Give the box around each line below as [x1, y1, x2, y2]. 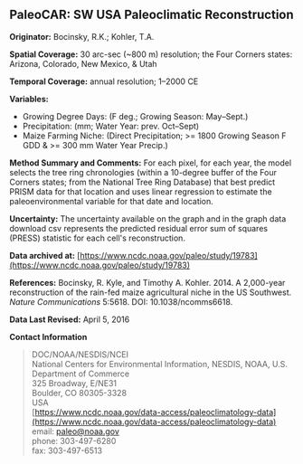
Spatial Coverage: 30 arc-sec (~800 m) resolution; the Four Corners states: [9, 49, 293, 60]
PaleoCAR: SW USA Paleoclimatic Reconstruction [9, 7, 294, 23]
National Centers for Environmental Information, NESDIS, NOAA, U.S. [31, 358, 288, 369]
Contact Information [9, 331, 88, 342]
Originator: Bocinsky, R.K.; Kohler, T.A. [9, 31, 155, 42]
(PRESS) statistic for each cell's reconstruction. [9, 232, 185, 243]
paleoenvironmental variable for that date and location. [9, 195, 214, 206]
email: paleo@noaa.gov [31, 425, 120, 437]
